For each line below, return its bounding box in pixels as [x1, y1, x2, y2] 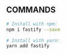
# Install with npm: [6, 21, 58, 27]
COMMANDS [6, 5, 56, 15]
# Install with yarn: [6, 37, 61, 44]
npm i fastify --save [6, 27, 61, 33]
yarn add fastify [6, 43, 50, 49]
